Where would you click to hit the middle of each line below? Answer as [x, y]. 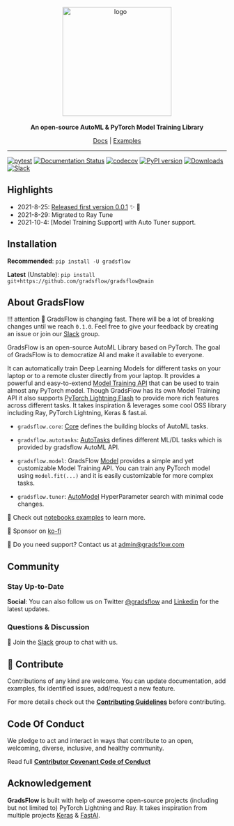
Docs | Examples [117, 141]
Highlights [30, 190]
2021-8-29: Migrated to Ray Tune [65, 215]
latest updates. [29, 609]
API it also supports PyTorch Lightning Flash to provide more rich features [113, 398]
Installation [32, 244]
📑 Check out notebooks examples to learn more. [77, 518]
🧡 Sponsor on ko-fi [34, 531]
